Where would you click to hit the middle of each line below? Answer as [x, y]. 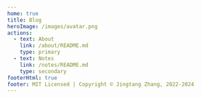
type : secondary [43, 71]
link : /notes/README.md [54, 65]
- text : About [34, 39]
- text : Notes [34, 59]
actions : [20, 33]
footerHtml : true [32, 78]
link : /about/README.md [54, 46]
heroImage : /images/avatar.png [53, 26]
